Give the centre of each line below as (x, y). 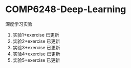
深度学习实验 (19, 24)
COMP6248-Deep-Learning (66, 9)
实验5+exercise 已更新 (36, 60)
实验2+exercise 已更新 (36, 41)
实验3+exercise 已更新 (36, 47)
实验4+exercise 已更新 (36, 54)
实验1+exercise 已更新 (36, 35)
